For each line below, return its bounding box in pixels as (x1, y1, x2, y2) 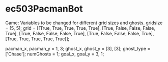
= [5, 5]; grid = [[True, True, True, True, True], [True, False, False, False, (5, 25, 155, 31)
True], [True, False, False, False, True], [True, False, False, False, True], (5, 30, 154, 36)
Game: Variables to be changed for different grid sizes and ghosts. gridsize (5, 20, 163, 26)
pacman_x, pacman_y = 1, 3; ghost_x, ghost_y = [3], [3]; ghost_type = (5, 45, 151, 51)
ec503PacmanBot (5, 3, 83, 15)
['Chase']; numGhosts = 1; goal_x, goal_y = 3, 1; (5, 51, 104, 57)
